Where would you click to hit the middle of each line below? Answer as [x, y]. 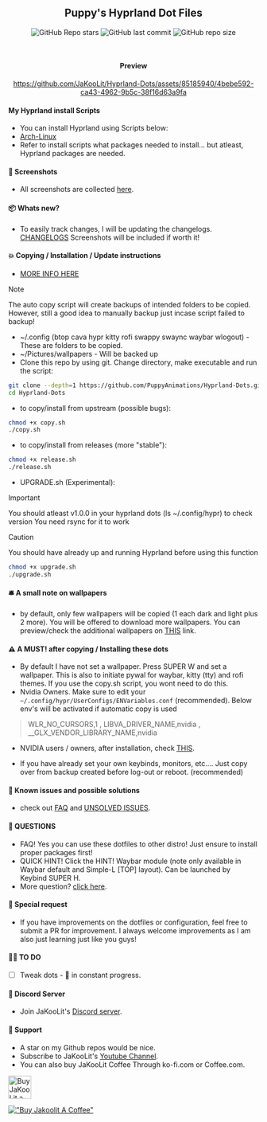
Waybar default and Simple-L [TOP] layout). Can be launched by [125, 869]
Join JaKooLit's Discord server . [71, 1011]
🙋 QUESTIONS [32, 827]
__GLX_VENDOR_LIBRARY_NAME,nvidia [92, 733]
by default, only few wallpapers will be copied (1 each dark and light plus [139, 614]
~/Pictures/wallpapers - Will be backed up [89, 354]
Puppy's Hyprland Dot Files [133, 13]
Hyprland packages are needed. [72, 154]
